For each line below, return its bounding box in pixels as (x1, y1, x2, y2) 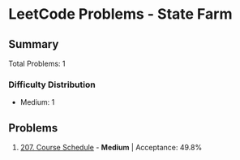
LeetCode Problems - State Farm (8, 5, 233, 24)
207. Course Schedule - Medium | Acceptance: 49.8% (19, 143, 203, 153)
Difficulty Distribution (8, 79, 96, 90)
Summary (8, 37, 59, 51)
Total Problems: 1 (8, 58, 66, 68)
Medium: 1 (19, 97, 55, 107)
